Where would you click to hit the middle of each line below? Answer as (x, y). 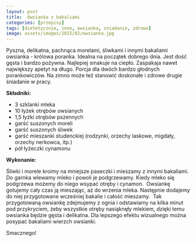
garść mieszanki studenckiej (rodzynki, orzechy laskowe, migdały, (95, 136)
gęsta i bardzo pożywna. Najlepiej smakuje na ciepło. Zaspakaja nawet (92, 63)
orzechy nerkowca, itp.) (43, 142)
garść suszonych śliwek (44, 130)
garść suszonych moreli (44, 123)
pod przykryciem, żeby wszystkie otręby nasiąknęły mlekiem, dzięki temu (95, 209)
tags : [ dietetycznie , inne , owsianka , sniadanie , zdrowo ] (79, 28)
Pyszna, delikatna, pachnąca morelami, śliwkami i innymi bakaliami (87, 50)
